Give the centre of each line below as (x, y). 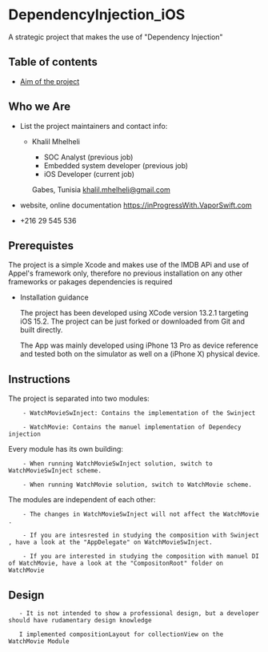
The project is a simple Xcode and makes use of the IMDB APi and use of (129, 265)
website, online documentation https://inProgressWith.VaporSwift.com (136, 205)
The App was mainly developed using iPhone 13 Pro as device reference (139, 345)
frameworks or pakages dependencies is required (90, 282)
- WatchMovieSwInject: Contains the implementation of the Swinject (139, 413)
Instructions (39, 379)
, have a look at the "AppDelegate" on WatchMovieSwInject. (111, 542)
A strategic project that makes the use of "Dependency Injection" (116, 37)
